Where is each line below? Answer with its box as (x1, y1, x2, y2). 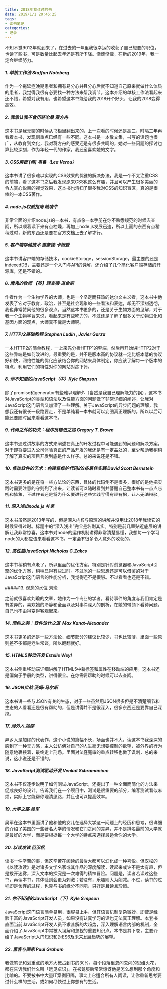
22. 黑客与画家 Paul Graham (5, 946, 64, 952)
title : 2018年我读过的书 (5, 7, 52, 12)
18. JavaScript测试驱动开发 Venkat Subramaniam (5, 768, 109, 774)
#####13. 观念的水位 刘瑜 (5, 585, 58, 591)
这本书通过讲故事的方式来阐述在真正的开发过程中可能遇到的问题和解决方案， (5, 440, 162, 446)
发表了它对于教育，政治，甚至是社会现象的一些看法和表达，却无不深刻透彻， (5, 300, 162, 306)
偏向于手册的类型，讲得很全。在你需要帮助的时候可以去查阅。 (9, 672, 136, 678)
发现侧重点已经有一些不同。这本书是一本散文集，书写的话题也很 (26, 134, 158, 140)
